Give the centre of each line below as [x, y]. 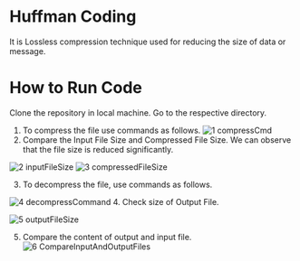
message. [28, 51]
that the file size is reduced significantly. [98, 149]
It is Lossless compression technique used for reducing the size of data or [148, 42]
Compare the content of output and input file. [107, 237]
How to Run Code [76, 88]
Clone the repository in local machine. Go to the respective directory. [138, 112]
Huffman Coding [73, 17]
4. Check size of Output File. [166, 201]
